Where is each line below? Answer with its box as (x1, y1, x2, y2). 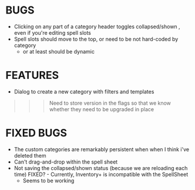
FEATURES (5, 69, 59, 82)
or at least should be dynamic (22, 48, 95, 55)
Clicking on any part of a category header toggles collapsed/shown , (14, 23, 180, 30)
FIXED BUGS (5, 126, 68, 140)
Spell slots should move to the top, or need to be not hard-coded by (14, 35, 179, 42)
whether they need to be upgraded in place (49, 105, 154, 112)
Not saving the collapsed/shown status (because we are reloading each (14, 164, 188, 171)
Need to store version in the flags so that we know (49, 99, 172, 106)
